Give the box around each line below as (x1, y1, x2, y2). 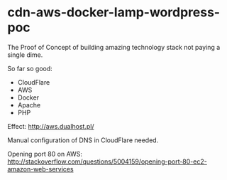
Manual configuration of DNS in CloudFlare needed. (7, 136, 159, 144)
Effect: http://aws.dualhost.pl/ (7, 122, 94, 130)
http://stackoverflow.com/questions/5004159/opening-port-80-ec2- (7, 157, 207, 166)
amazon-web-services (7, 164, 74, 173)
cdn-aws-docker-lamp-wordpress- (7, 4, 221, 21)
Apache (17, 100, 41, 109)
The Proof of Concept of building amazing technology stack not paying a (7, 43, 221, 51)
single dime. (7, 51, 43, 59)
